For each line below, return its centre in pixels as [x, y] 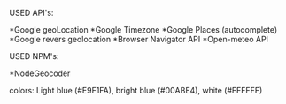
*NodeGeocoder [40, 73]
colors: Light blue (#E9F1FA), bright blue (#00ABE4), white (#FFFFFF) [136, 90]
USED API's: [31, 13]
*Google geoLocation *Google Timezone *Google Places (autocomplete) [143, 30]
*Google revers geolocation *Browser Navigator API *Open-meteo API [139, 39]
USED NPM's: [34, 56]
